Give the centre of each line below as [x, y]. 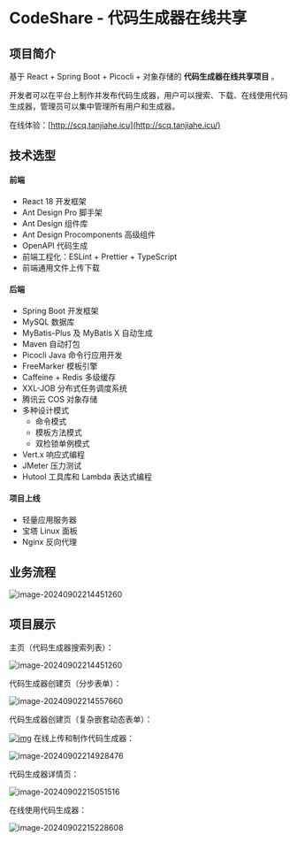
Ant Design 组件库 [55, 223]
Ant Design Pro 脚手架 [62, 212]
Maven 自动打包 [51, 344]
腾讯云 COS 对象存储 [60, 399]
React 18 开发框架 [54, 201]
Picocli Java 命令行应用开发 [72, 355]
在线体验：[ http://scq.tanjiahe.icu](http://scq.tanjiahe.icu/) [115, 125]
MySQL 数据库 [48, 321]
